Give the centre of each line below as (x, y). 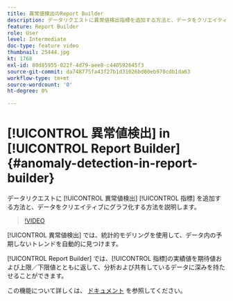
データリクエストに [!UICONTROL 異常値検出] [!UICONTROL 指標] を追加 (111, 198)
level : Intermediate (37, 40)
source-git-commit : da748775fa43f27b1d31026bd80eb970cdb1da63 (99, 71)
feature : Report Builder (43, 26)
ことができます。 (43, 276)
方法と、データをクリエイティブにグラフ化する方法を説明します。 (106, 207)
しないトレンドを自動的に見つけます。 (68, 244)
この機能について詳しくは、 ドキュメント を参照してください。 (97, 291)
